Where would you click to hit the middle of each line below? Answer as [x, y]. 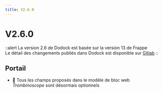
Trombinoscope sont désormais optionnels [56, 85]
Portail [16, 68]
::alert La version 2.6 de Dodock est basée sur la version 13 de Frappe [76, 48]
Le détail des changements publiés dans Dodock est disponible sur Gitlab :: [82, 53]
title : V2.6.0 [20, 10]
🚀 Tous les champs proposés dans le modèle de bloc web [71, 80]
